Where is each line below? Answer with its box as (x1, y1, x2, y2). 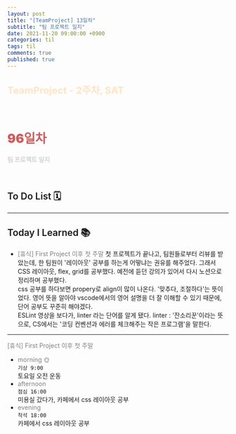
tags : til (7, 43, 37, 50)
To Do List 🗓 (7, 190, 62, 202)
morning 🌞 (17, 355, 51, 364)
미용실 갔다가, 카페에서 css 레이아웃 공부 (17, 395, 129, 404)
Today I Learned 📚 (7, 226, 91, 239)
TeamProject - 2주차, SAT (7, 84, 124, 97)
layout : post (7, 10, 46, 18)
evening (17, 403, 41, 412)
